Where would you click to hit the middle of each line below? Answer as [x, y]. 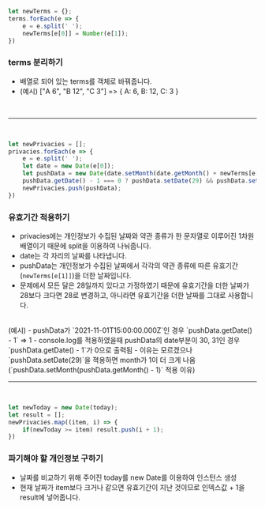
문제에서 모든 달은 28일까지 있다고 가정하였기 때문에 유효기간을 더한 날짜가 [134, 285]
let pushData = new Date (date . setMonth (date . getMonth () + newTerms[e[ [141, 174]
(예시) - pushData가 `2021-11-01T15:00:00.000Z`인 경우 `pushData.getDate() [130, 330]
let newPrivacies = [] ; [47, 144]
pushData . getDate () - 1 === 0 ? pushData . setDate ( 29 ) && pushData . [136, 181]
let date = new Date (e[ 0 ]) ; [68, 166]
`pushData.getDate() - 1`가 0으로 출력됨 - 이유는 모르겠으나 [101, 350]
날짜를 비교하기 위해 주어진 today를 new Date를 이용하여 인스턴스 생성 [128, 477]
